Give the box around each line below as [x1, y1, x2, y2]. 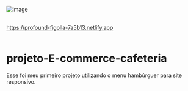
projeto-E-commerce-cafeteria [6, 52, 167, 66]
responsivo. [6, 78, 36, 85]
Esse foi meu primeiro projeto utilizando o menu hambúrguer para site [6, 72, 182, 79]
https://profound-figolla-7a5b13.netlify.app [6, 24, 114, 31]
